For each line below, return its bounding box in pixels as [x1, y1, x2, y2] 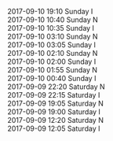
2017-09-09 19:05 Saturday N [7, 98, 104, 108]
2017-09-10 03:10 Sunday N [7, 32, 98, 41]
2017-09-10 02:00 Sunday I [7, 57, 97, 66]
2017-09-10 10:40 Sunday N [7, 15, 99, 24]
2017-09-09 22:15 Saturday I [7, 91, 100, 99]
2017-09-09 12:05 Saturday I [7, 124, 100, 133]
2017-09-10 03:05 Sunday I [7, 40, 96, 50]
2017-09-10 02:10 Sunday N [7, 49, 98, 58]
